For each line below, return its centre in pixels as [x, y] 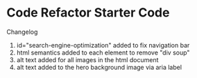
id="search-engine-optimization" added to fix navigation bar [103, 45]
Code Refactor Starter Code [88, 13]
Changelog [22, 32]
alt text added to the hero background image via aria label [99, 67]
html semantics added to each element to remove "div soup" [103, 52]
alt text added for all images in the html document [87, 59]
